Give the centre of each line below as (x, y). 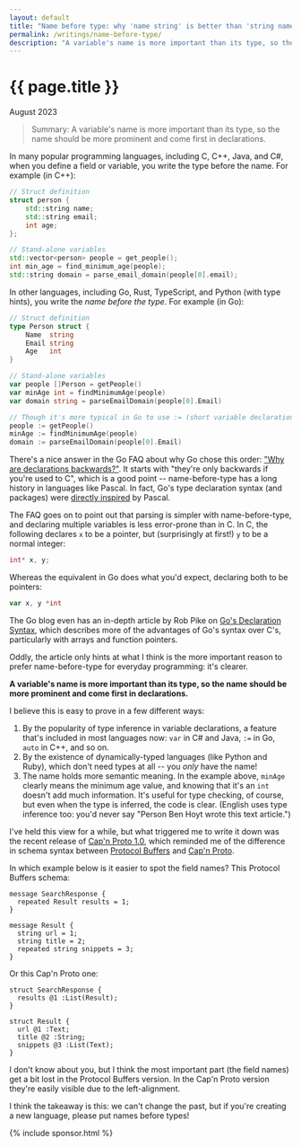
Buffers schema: (39, 878)
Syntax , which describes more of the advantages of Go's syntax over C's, (146, 630)
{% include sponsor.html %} (61, 1133)
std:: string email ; (62, 216)
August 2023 (34, 112)
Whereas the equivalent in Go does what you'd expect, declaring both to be (149, 578)
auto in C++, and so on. (65, 747)
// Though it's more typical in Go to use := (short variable (128, 417)
